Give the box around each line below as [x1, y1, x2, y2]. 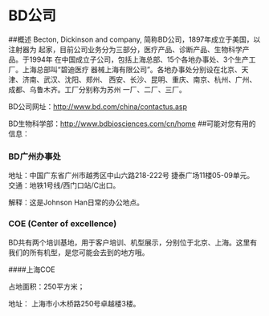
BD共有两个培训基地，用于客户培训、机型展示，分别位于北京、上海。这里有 [8, 237, 258, 247]
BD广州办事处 [8, 151, 62, 162]
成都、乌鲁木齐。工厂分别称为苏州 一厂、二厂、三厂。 [8, 84, 186, 94]
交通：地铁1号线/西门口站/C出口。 [8, 180, 120, 190]
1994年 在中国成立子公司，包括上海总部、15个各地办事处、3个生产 [29, 55, 249, 64]
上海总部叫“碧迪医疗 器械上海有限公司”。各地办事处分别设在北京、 [22, 64, 243, 74]
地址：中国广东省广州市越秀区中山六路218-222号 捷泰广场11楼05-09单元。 [8, 171, 255, 180]
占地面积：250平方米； [8, 282, 85, 291]
